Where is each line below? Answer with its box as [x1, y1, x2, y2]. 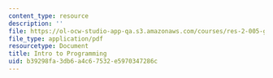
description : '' [8, 19, 63, 28]
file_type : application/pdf [8, 34, 104, 43]
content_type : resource [8, 11, 89, 20]
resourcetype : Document [8, 42, 89, 50]
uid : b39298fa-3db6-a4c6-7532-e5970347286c [8, 58, 158, 66]
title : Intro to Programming [8, 50, 107, 58]
